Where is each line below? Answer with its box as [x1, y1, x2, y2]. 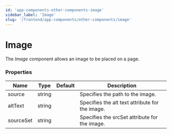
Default [56, 82, 75, 89]
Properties [5, 69, 32, 76]
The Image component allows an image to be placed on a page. [5, 56, 140, 62]
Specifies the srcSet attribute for [79, 114, 158, 121]
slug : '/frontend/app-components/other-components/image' [5, 17, 132, 22]
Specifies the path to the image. [79, 91, 156, 98]
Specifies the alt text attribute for [79, 99, 159, 106]
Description [107, 82, 137, 89]
